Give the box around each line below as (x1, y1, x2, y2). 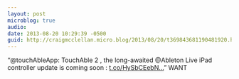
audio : (7, 23, 27, 30)
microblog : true (7, 17, 55, 24)
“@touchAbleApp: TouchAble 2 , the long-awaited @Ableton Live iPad (7, 56, 213, 64)
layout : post (7, 10, 46, 18)
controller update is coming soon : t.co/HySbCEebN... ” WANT (7, 63, 188, 72)
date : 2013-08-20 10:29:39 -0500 (7, 30, 107, 37)
